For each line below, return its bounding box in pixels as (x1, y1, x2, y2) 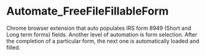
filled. (6, 44, 21, 51)
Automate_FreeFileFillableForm (6, 4, 169, 18)
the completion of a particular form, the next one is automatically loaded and (6, 37, 199, 44)
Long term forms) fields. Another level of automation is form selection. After (6, 30, 198, 38)
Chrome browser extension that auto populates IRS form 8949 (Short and (6, 24, 192, 32)
